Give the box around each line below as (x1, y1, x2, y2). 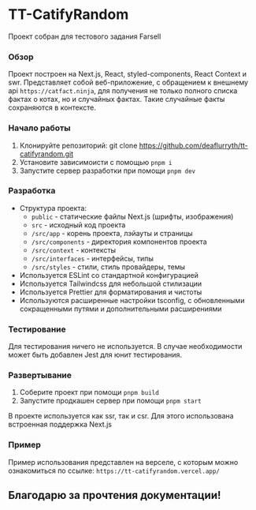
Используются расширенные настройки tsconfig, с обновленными (19, 295, 245, 305)
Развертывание (8, 369, 72, 381)
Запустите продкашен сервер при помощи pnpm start (19, 396, 202, 406)
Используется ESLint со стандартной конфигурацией (19, 270, 198, 279)
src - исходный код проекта (31, 219, 126, 230)
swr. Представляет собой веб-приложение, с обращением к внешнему (8, 77, 249, 88)
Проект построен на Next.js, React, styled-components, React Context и (8, 69, 247, 79)
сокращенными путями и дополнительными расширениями (19, 304, 222, 313)
